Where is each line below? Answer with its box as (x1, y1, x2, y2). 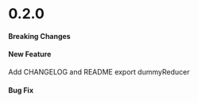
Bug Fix (8, 85, 34, 95)
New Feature (8, 49, 52, 59)
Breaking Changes (8, 31, 71, 40)
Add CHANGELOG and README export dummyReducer (8, 67, 190, 76)
